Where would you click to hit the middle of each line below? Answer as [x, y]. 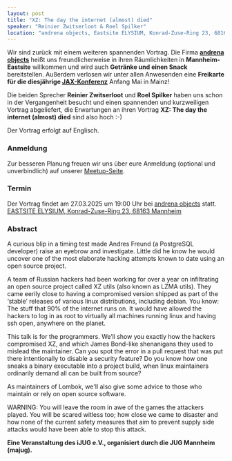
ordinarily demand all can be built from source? [74, 373]
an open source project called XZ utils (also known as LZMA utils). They [109, 286]
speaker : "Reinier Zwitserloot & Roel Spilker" [77, 26]
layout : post [26, 13]
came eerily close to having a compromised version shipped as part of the [113, 294]
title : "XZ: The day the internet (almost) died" [80, 20]
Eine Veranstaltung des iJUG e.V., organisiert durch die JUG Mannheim [111, 443]
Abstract [22, 228]
